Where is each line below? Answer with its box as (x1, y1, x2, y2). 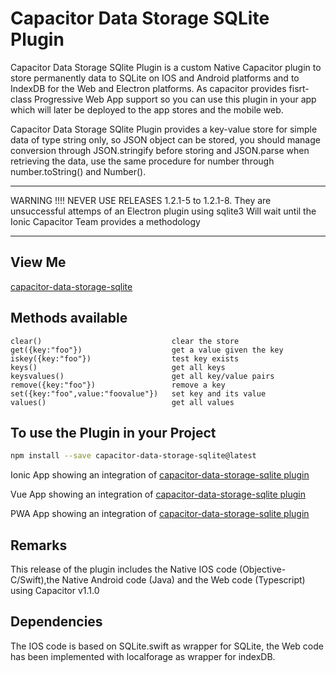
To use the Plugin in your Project (10, 424, 217, 441)
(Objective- (239, 563, 287, 576)
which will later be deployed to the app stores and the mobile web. (10, 103, 284, 116)
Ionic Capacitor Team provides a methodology (10, 215, 201, 227)
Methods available (10, 310, 128, 327)
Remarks (10, 537, 68, 554)
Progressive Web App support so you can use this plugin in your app (33, 93, 317, 105)
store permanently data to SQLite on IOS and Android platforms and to (10, 72, 300, 84)
